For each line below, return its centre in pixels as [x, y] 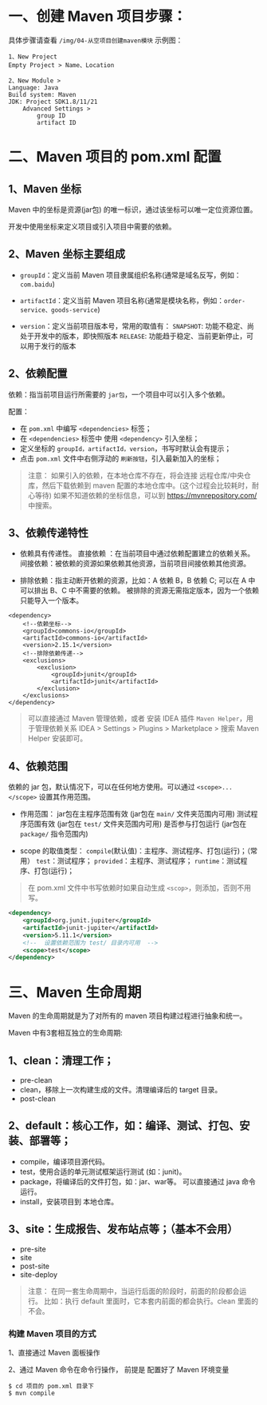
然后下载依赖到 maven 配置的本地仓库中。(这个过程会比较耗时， [147, 485]
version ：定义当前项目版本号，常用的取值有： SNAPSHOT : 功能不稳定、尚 [137, 325]
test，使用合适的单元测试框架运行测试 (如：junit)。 [103, 1171]
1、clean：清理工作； [61, 1060]
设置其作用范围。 [67, 797]
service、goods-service [59, 310]
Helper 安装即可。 [57, 738]
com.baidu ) [37, 284]
